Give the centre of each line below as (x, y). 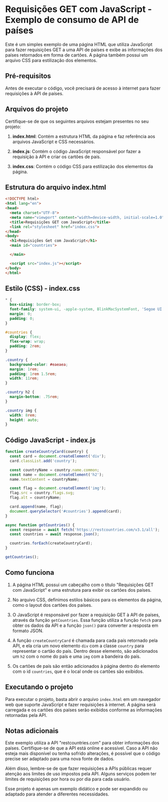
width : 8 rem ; (23, 415)
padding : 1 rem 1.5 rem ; (33, 374)
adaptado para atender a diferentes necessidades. (57, 794)
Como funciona (30, 572)
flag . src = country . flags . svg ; (42, 493)
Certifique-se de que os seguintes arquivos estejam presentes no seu (77, 121)
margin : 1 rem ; (24, 369)
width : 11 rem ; (24, 378)
